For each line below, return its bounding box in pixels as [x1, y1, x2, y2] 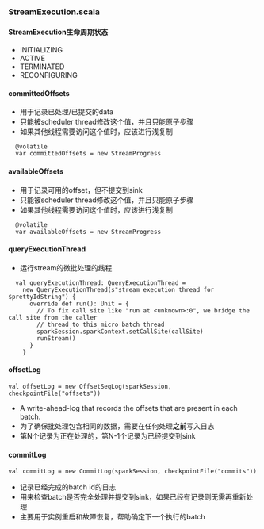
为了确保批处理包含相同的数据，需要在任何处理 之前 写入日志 [19, 421, 215, 431]
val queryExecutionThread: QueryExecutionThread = [15, 278, 186, 287]
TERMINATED [19, 62, 65, 71]
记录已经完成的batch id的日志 [19, 482, 117, 492]
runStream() [36, 334, 77, 343]
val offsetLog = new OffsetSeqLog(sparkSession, [8, 382, 172, 390]
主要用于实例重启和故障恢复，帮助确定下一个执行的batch [19, 512, 206, 522]
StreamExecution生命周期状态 [8, 27, 109, 36]
